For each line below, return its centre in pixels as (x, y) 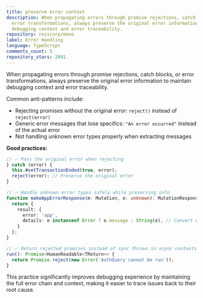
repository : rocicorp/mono (40, 35)
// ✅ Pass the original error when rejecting (65, 159)
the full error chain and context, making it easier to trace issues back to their (101, 283)
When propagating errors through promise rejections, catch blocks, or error (100, 74)
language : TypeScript (34, 46)
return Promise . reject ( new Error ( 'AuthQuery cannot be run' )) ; (93, 260)
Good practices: (27, 148)
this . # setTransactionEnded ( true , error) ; (65, 170)
